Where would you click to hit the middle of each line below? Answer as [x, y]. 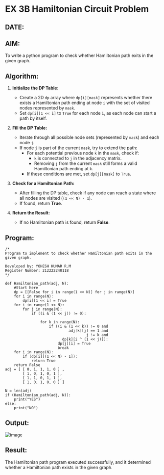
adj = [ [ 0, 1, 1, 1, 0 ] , [35, 369]
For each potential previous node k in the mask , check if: [83, 153]
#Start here [26, 288]
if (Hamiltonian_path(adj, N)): [38, 395]
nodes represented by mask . [47, 108]
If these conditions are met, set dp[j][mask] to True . [79, 174]
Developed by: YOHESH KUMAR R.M [38, 266]
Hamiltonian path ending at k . [64, 169]
